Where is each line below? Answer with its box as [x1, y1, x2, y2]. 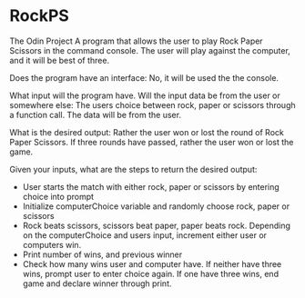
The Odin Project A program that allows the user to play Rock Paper [9, 35, 263, 46]
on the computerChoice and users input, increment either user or [22, 229, 267, 241]
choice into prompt [22, 191, 94, 202]
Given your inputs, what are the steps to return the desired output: [9, 164, 258, 174]
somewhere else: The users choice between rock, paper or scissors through [9, 99, 296, 110]
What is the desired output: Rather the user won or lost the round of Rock [9, 126, 284, 137]
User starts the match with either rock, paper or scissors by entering [22, 181, 280, 192]
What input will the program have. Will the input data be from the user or [9, 90, 280, 101]
